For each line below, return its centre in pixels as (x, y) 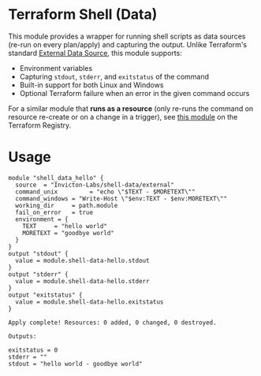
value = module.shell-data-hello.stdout (82, 260)
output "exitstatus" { (45, 295)
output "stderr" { (38, 274)
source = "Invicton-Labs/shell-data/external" (95, 185)
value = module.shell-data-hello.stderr (82, 281)
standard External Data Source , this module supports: (95, 53)
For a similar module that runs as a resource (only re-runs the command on (131, 109)
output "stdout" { (38, 253)
